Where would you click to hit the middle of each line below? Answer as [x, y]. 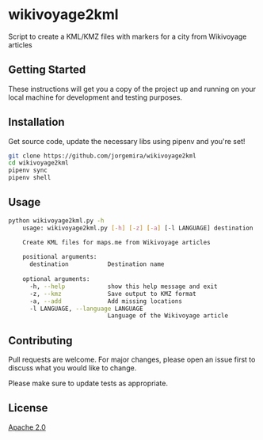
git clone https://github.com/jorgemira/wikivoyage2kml [102, 156]
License [28, 408]
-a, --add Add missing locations [105, 301]
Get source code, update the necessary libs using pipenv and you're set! [127, 141]
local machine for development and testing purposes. [95, 97]
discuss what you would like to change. [72, 368]
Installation [36, 122]
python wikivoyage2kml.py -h [56, 220]
